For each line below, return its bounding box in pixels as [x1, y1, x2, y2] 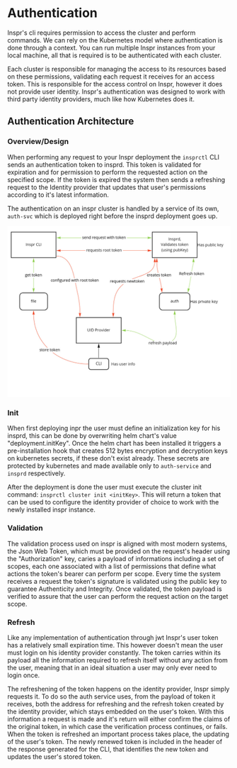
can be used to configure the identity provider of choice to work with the [7, 498, 219, 507]
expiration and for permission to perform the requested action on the [7, 168, 208, 176]
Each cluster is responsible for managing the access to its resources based [7, 64, 226, 73]
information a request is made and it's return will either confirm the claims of [7, 714, 231, 723]
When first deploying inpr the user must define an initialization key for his [7, 424, 221, 433]
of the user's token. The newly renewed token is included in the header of [7, 737, 223, 745]
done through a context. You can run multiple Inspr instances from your [7, 43, 216, 52]
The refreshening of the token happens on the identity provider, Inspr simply [7, 684, 230, 693]
